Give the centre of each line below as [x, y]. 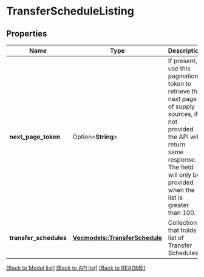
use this [179, 68]
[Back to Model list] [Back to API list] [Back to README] [76, 268]
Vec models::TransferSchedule [117, 238]
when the [181, 190]
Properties [27, 34]
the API [178, 137]
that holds [182, 230]
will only [180, 175]
